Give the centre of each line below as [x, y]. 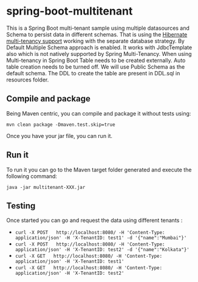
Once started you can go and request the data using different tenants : [94, 221]
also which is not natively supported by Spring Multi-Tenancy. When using [99, 53]
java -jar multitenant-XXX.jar [46, 187]
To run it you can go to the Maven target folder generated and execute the [99, 170]
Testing [21, 206]
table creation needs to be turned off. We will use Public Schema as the [96, 67]
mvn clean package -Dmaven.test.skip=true [61, 125]
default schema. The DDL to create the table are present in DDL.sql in [93, 73]
